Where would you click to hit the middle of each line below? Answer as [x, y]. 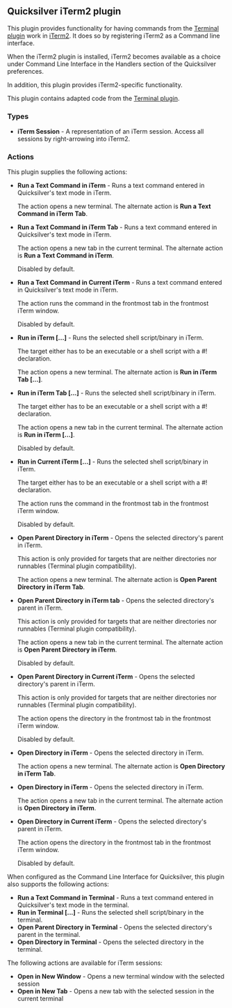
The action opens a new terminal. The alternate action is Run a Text [114, 206]
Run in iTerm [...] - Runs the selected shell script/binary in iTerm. [110, 338]
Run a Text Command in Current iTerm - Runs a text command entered [119, 283]
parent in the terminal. [49, 935]
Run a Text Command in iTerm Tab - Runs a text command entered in [117, 227]
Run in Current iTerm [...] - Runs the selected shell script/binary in [113, 462]
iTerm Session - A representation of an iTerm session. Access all [110, 132]
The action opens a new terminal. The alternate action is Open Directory [121, 766]
